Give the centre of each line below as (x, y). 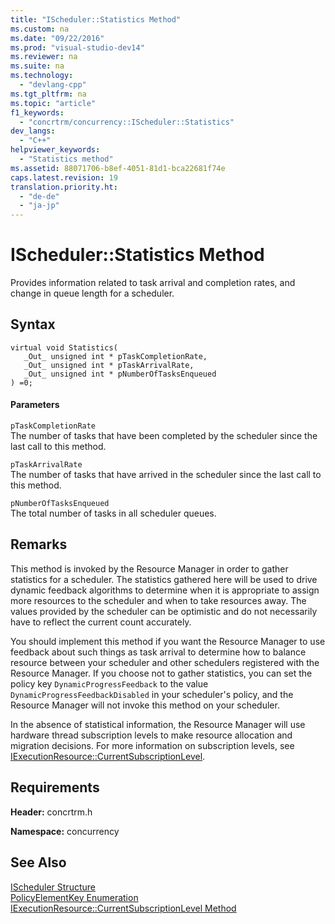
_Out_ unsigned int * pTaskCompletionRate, (115, 356)
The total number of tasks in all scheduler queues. (113, 513)
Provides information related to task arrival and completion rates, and (153, 283)
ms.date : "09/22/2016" (57, 38)
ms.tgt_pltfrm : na (48, 94)
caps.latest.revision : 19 (64, 177)
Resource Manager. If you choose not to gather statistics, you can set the (161, 673)
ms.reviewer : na (44, 57)
